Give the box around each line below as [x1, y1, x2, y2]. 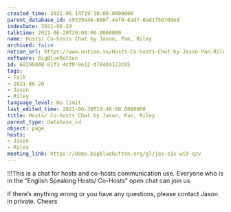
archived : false [7, 42, 54, 49]
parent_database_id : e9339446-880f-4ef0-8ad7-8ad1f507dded [7, 16, 180, 23]
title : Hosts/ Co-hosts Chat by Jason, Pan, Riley [7, 112, 155, 119]
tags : [7, 67, 23, 74]
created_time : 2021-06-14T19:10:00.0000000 [7, 10, 134, 17]
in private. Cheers [7, 197, 58, 205]
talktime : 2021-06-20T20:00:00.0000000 [7, 29, 122, 36]
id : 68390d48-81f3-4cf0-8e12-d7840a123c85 [7, 61, 131, 68]
